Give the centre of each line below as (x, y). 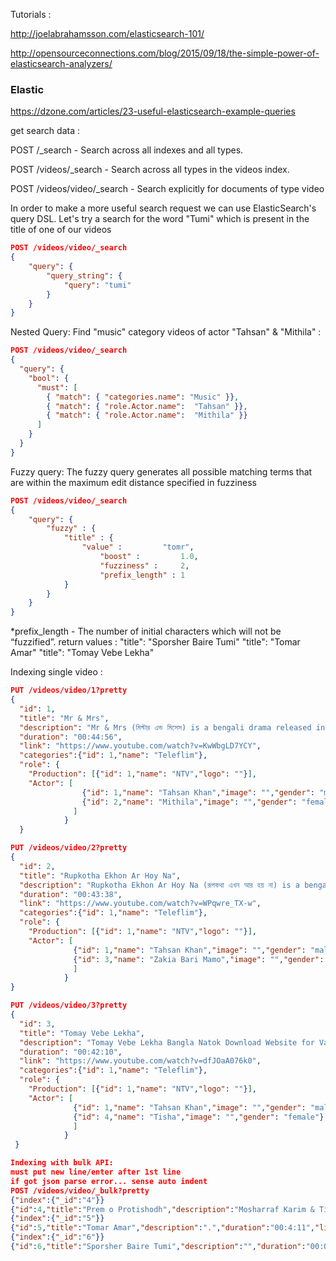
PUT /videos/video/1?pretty (69, 690)
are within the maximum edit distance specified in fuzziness (133, 482)
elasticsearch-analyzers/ (61, 63)
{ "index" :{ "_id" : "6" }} (57, 1237)
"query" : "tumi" (97, 285)
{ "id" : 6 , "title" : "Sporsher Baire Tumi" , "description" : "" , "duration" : (158, 1247)
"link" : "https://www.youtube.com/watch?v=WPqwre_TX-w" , (140, 904)
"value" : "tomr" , (138, 547)
